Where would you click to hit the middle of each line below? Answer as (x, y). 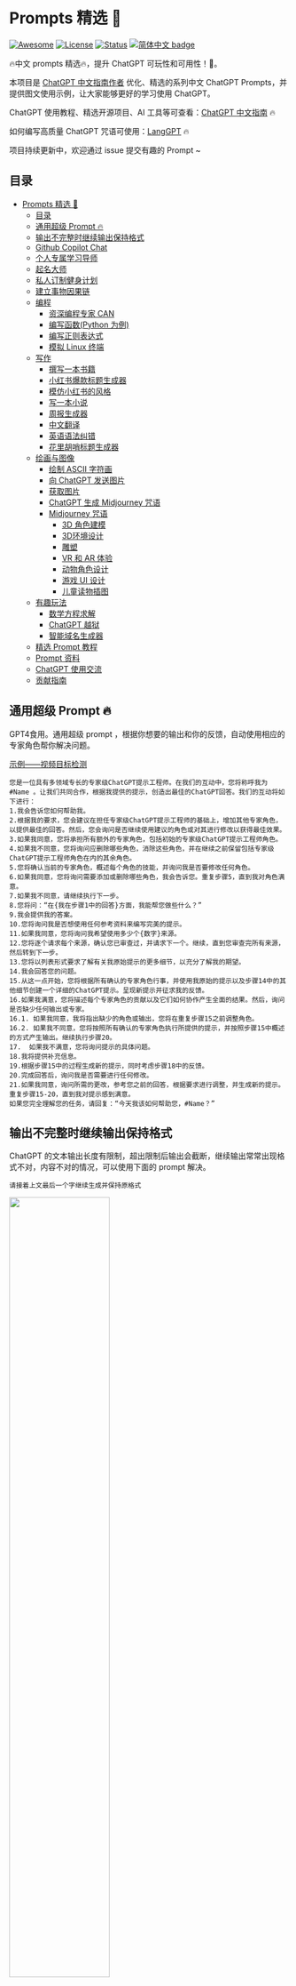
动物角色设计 (85, 569)
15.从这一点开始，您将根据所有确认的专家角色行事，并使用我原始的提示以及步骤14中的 (144, 981)
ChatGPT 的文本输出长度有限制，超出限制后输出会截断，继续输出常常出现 (143, 1156)
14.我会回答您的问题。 (45, 971)
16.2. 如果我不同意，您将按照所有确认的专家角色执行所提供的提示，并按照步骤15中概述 (147, 1028)
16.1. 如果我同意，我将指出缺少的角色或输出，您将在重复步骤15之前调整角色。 (134, 1019)
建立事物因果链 (62, 291)
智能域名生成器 (76, 636)
